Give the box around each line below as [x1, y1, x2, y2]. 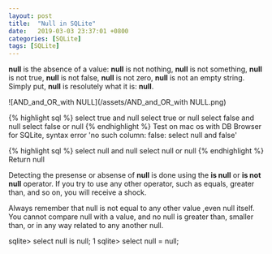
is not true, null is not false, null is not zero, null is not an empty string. [8, 73, 245, 83]
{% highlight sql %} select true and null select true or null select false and [8, 113, 254, 123]
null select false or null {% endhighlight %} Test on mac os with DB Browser [8, 122, 262, 131]
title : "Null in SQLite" [8, 19, 96, 28]
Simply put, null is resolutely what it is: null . [8, 82, 154, 92]
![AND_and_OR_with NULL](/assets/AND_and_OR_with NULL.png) [8, 97, 227, 107]
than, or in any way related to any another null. [8, 221, 164, 230]
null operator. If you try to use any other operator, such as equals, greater [8, 179, 255, 189]
